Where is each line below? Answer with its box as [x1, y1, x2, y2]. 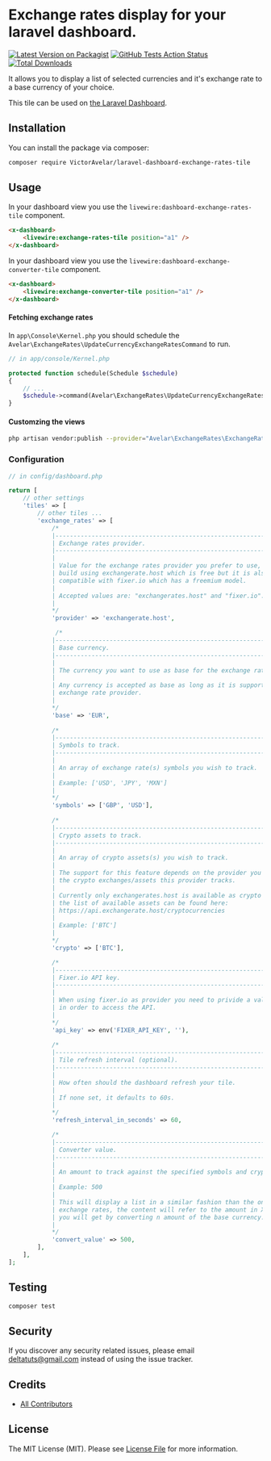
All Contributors [19, 1399, 73, 1409]
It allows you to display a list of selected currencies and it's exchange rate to [8, 73, 263, 83]
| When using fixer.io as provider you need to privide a [51, 996, 251, 1004]
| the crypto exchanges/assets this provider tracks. [51, 877, 236, 885]
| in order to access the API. [51, 1003, 157, 1012]
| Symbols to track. [51, 741, 121, 750]
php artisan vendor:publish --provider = [8, 434, 147, 443]
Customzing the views [8, 417, 85, 426]
